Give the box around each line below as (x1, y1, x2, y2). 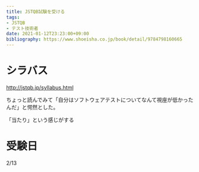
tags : (6, 14, 20, 20)
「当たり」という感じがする (6, 116, 74, 123)
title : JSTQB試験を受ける (6, 8, 66, 15)
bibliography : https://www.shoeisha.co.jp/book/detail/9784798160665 (6, 36, 183, 42)
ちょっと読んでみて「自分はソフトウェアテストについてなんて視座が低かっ (6, 96, 189, 103)
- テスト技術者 (6, 25, 39, 32)
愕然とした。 (26, 104, 58, 111)
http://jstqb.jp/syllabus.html (6, 84, 74, 91)
